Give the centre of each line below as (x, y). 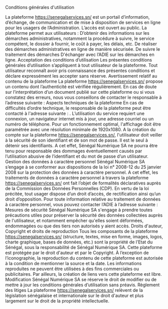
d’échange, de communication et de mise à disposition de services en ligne (83, 22)
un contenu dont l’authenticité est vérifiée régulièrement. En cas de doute (81, 87)
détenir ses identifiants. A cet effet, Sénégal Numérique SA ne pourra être (81, 145)
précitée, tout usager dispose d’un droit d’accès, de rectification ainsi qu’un (83, 194)
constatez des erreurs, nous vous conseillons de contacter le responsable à (83, 97)
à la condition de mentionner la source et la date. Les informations (73, 263)
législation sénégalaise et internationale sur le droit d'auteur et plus (74, 295)
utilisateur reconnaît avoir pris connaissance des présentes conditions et (80, 71)
